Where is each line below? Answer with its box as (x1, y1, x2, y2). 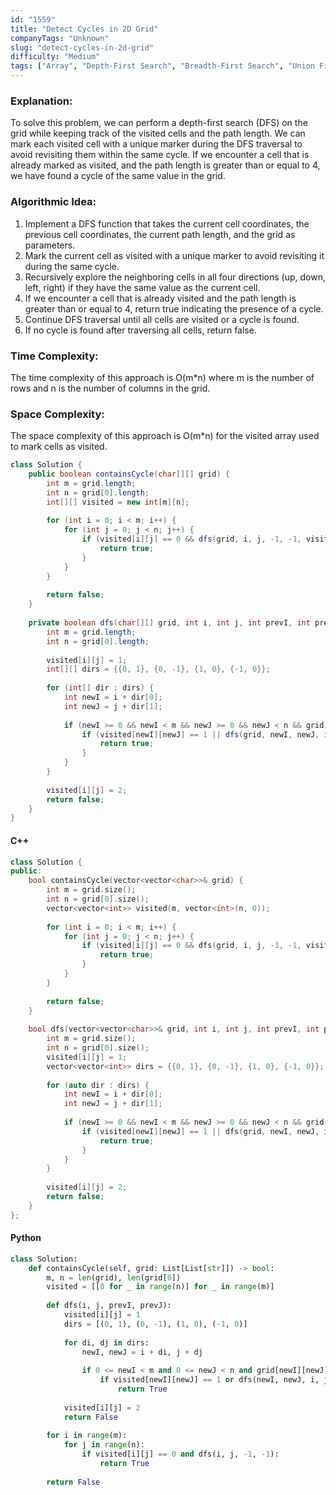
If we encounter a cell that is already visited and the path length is (24, 292, 297, 304)
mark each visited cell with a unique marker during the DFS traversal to (10, 138, 303, 150)
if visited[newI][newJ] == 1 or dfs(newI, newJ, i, (99, 1375, 320, 1385)
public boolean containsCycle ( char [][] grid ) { (28, 469, 230, 480)
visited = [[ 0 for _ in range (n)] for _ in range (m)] (46, 1282, 275, 1292)
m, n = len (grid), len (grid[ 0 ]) (46, 1272, 182, 1283)
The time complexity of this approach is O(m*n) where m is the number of (10, 371, 315, 383)
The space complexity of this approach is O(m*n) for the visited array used (10, 430, 320, 442)
